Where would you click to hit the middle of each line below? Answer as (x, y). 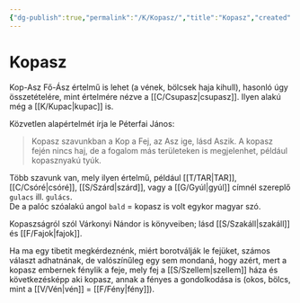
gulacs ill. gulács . (41, 196)
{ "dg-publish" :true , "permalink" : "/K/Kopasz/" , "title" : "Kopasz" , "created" (150, 18)
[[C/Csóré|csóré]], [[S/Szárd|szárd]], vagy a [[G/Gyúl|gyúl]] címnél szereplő (150, 187)
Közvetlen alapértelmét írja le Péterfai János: (92, 123)
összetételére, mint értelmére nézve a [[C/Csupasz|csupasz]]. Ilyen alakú (145, 96)
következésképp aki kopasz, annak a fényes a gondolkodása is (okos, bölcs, (150, 279)
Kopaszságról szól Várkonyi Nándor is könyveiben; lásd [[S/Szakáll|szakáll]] (150, 223)
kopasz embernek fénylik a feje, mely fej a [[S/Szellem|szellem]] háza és (144, 270)
